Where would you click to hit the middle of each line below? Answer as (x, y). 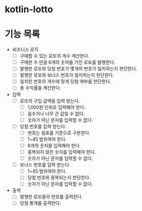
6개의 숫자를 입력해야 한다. (54, 145)
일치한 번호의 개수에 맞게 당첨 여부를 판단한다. (65, 81)
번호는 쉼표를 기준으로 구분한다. (59, 133)
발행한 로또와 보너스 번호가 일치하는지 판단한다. (67, 75)
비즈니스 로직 (25, 50)
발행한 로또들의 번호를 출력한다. (51, 197)
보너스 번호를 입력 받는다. (45, 165)
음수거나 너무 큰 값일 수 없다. (56, 113)
